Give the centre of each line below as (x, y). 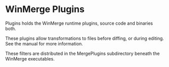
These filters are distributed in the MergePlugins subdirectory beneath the (82, 53)
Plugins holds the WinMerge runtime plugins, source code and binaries (79, 23)
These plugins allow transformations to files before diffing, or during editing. (85, 38)
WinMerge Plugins (45, 9)
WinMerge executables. (30, 58)
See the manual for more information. (44, 43)
